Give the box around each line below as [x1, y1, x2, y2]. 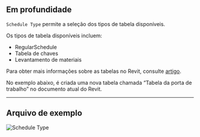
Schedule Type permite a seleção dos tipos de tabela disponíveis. [6, 20, 165, 27]
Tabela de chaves [14, 50, 58, 57]
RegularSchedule [14, 43, 57, 50]
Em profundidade [6, 5, 72, 15]
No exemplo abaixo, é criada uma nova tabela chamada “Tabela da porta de [6, 79, 192, 86]
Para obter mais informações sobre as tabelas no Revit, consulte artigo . [6, 68, 182, 75]
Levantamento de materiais [14, 56, 82, 63]
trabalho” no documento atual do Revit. [6, 85, 102, 93]
